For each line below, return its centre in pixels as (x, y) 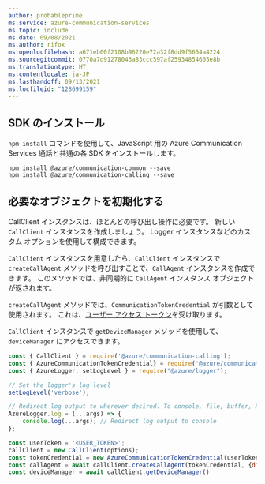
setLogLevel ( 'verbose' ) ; (49, 392)
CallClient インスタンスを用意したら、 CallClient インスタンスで (114, 258)
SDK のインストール (56, 123)
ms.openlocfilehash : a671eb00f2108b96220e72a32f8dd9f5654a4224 (114, 52)
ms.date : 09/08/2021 (42, 38)
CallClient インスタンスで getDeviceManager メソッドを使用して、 (116, 331)
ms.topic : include (38, 30)
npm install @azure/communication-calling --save (91, 175)
